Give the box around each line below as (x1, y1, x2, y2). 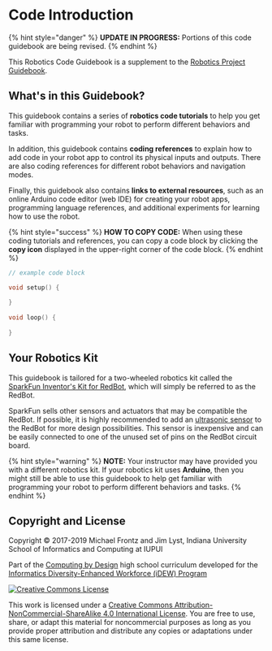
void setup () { (8, 283, 60, 292)
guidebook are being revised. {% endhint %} (8, 41, 158, 50)
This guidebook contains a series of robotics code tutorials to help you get (8, 111, 261, 120)
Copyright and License (8, 514, 126, 527)
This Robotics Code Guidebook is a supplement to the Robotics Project (8, 57, 246, 67)
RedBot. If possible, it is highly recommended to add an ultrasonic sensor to (8, 414, 262, 424)
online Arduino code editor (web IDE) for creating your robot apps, (8, 193, 231, 204)
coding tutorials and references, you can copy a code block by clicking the (8, 236, 258, 245)
